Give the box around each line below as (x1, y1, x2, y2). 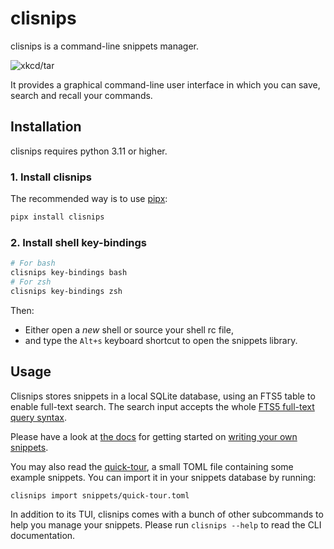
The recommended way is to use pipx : (10, 193, 168, 205)
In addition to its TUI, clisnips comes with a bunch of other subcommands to (10, 508, 324, 521)
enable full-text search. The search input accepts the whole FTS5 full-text (10, 400, 315, 412)
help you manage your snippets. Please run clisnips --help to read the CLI (10, 519, 322, 531)
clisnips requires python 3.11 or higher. (10, 145, 168, 157)
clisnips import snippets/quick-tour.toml (10, 490, 190, 501)
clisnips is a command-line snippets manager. (10, 40, 200, 52)
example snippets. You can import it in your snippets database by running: (10, 471, 317, 483)
